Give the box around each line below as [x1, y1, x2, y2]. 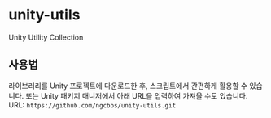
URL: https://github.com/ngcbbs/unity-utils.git [8, 99, 177, 110]
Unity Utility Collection [8, 32, 84, 42]
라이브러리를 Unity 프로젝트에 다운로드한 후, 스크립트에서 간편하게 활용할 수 [8, 81, 248, 91]
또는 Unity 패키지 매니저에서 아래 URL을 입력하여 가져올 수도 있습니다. [25, 91, 248, 100]
